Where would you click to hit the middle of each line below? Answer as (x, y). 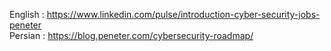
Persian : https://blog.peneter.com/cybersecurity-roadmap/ (131, 35)
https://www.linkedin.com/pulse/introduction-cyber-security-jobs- (183, 14)
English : (27, 14)
